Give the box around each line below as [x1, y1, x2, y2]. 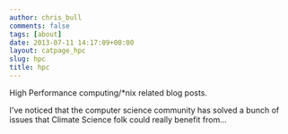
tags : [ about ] [9, 29, 63, 38]
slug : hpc [9, 54, 47, 63]
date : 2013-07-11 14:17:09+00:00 [9, 38, 135, 47]
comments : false [9, 21, 70, 30]
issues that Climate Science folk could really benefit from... [9, 113, 227, 125]
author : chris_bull [9, 13, 83, 22]
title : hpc [9, 63, 50, 72]
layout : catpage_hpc [9, 46, 87, 55]
